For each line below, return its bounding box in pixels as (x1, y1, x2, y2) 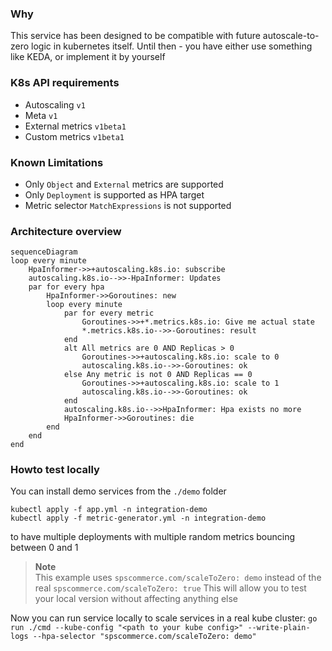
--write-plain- (247, 623, 311, 633)
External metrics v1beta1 (24, 120, 127, 132)
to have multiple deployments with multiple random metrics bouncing (10, 531, 296, 543)
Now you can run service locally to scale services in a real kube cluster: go (10, 612, 318, 624)
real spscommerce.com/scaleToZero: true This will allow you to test (34, 582, 307, 594)
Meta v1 (24, 109, 58, 121)
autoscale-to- (262, 30, 320, 42)
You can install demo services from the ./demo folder (10, 485, 227, 497)
